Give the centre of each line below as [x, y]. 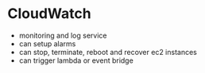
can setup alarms [47, 43]
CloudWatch [50, 14]
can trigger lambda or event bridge [76, 60]
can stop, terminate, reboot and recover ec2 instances [108, 52]
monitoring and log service [63, 35]
